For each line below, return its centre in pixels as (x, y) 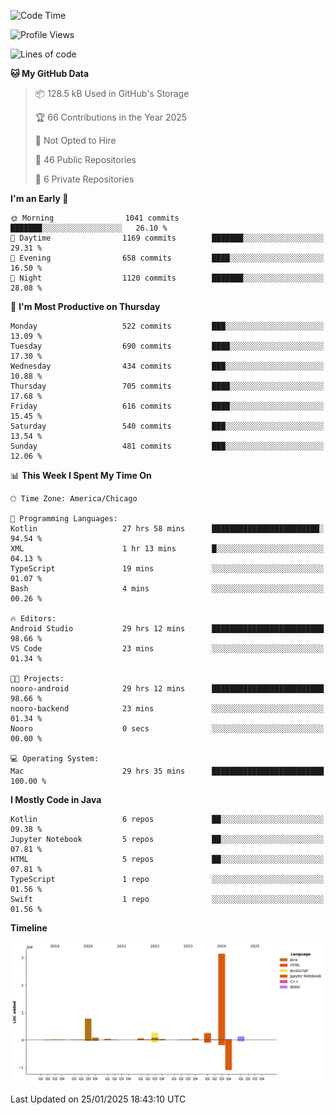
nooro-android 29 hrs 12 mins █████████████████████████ (167, 689)
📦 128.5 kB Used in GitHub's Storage (112, 93)
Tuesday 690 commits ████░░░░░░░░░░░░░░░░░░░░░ (167, 346)
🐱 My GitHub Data (50, 73)
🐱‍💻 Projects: (37, 679)
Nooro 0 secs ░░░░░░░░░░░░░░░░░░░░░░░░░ (167, 729)
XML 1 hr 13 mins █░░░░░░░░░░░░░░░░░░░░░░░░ (167, 549)
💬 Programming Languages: (64, 519)
